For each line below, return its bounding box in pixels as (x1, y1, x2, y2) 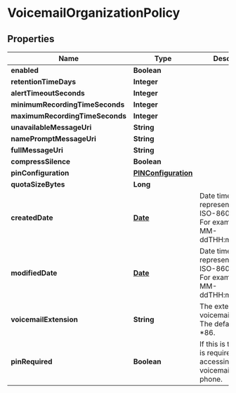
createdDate (11, 213, 53, 222)
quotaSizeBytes (11, 180, 65, 189)
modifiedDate (11, 268, 58, 278)
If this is (199, 339, 226, 349)
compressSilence (11, 156, 71, 166)
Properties (7, 33, 55, 45)
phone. (199, 374, 223, 384)
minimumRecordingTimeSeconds (11, 100, 125, 109)
